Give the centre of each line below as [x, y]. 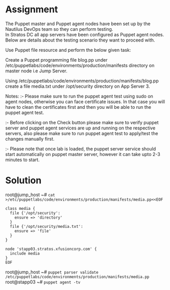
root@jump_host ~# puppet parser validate [52, 272]
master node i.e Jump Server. [37, 71]
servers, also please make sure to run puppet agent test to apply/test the [82, 133]
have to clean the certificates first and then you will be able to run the [78, 107]
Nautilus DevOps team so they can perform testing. [59, 29]
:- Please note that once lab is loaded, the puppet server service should [81, 149]
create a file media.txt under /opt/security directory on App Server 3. [78, 86]
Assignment [32, 9]
